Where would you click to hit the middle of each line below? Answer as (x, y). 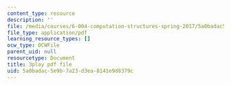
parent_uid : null (32, 52)
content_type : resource (41, 13)
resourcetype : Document (41, 58)
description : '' (30, 20)
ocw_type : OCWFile (33, 45)
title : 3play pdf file (40, 64)
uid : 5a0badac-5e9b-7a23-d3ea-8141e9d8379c (70, 71)
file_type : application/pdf (47, 33)
